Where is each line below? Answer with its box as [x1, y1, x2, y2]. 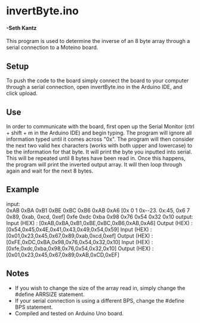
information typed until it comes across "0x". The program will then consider [6, 136, 194, 143]
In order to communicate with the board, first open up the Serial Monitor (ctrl [6, 123, 195, 130]
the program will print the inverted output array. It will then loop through [6, 161, 182, 168]
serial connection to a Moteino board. [6, 44, 99, 51]
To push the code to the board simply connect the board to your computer [6, 77, 189, 84]
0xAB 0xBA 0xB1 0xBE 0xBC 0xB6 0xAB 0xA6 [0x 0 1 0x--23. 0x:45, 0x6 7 [6, 207, 190, 214]
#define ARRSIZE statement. [14, 291, 85, 298]
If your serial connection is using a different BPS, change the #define [14, 297, 184, 304]
